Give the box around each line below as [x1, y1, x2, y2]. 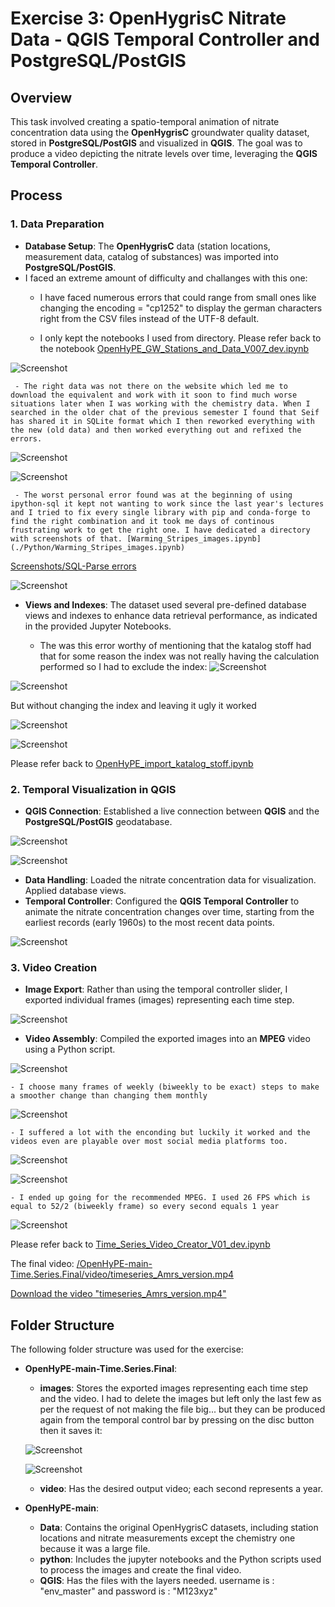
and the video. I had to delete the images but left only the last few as [39, 1393, 322, 1405]
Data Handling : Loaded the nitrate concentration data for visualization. [24, 873, 317, 886]
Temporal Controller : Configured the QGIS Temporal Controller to [24, 895, 300, 907]
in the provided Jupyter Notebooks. [24, 620, 172, 632]
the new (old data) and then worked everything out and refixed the [10, 425, 302, 435]
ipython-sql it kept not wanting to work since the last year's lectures [10, 498, 325, 509]
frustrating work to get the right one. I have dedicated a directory [10, 525, 311, 535]
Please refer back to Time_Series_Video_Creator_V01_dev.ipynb [10, 1238, 271, 1251]
